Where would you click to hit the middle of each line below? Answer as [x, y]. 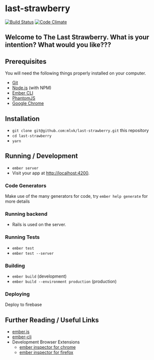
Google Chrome [28, 103]
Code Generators [26, 186]
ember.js [21, 332]
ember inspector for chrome [48, 347]
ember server [25, 168]
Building [15, 265]
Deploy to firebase [24, 304]
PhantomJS [24, 98]
